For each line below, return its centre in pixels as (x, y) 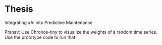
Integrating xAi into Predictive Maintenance (49, 22)
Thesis (19, 9)
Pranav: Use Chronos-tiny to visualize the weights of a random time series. (81, 32)
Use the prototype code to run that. (41, 37)
